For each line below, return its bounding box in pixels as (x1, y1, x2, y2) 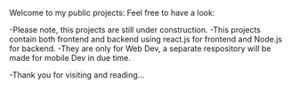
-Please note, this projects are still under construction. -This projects (9, 25, 261, 34)
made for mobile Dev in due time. (9, 53, 132, 63)
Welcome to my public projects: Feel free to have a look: (9, 8, 215, 18)
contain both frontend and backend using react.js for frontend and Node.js (9, 34, 283, 44)
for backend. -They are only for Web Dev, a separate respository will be (9, 43, 271, 54)
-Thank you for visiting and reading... (9, 70, 145, 80)
